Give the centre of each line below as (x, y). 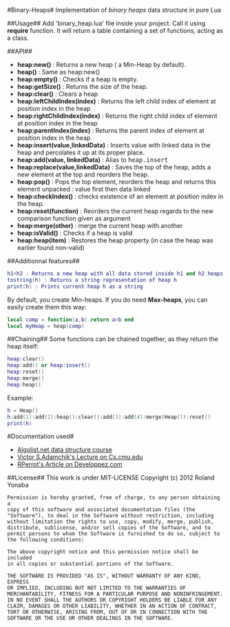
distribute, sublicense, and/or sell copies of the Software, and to (109, 528)
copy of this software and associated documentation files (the (101, 510)
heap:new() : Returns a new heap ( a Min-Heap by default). (102, 64)
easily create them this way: (47, 307)
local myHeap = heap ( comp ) (46, 326)
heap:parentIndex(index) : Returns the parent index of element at (111, 131)
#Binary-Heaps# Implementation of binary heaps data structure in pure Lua (114, 10)
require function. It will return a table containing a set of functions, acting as (115, 31)
